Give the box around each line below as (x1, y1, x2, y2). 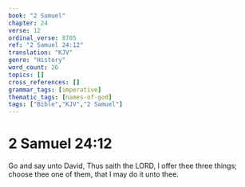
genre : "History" (8, 56, 66, 64)
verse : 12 (8, 26, 41, 34)
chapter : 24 (8, 19, 48, 27)
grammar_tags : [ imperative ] (8, 85, 102, 94)
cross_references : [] (8, 78, 81, 86)
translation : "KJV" (8, 49, 73, 56)
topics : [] (8, 71, 45, 79)
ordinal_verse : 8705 (8, 33, 77, 42)
